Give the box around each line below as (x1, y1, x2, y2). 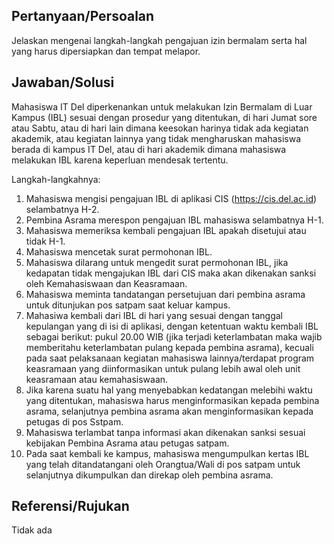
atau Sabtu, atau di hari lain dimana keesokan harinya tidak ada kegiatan (11, 122, 309, 134)
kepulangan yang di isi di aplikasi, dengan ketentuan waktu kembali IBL (25, 320, 319, 332)
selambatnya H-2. (25, 203, 100, 215)
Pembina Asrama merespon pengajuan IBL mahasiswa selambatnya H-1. (25, 214, 324, 226)
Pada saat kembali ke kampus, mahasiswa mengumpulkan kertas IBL (25, 447, 310, 459)
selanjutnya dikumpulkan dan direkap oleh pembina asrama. (25, 469, 274, 481)
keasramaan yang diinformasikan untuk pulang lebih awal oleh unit (25, 362, 301, 374)
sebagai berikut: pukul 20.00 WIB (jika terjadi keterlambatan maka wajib (25, 330, 323, 343)
